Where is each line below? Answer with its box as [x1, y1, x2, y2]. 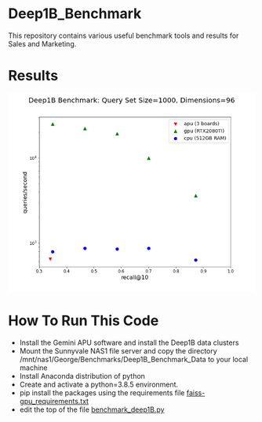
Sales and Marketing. [8, 39, 77, 48]
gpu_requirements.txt [19, 397, 89, 405]
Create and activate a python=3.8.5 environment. [19, 379, 179, 389]
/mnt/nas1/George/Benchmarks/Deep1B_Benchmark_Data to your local [19, 355, 249, 364]
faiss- [186, 388, 206, 398]
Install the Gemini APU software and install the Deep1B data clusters [19, 338, 239, 347]
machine [19, 363, 49, 372]
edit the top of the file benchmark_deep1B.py [19, 405, 165, 414]
